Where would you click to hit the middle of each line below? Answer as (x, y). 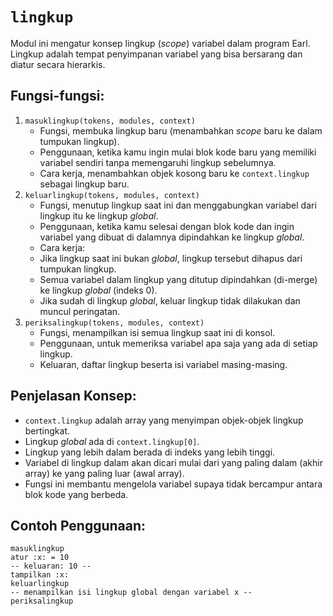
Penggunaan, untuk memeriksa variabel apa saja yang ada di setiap (178, 343)
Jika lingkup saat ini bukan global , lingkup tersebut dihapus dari (171, 258)
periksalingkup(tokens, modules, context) (114, 323)
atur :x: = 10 (40, 558)
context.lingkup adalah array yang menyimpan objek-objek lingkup (164, 420)
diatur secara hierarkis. (58, 64)
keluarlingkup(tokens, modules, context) (112, 195)
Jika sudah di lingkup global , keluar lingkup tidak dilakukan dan (170, 300)
